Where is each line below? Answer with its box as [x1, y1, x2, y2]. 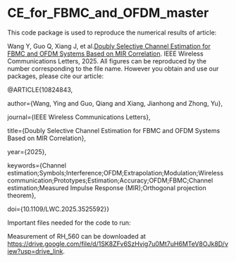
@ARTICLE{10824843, [7, 85, 73, 94]
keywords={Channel [7, 161, 67, 170]
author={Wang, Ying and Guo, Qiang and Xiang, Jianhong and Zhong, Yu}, [7, 99, 223, 107]
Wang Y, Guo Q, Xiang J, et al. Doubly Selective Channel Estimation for [7, 42, 211, 50]
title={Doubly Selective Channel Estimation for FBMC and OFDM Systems [7, 126, 221, 135]
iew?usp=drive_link [7, 247, 63, 255]
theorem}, [7, 191, 37, 199]
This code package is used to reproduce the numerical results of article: [7, 28, 217, 37]
